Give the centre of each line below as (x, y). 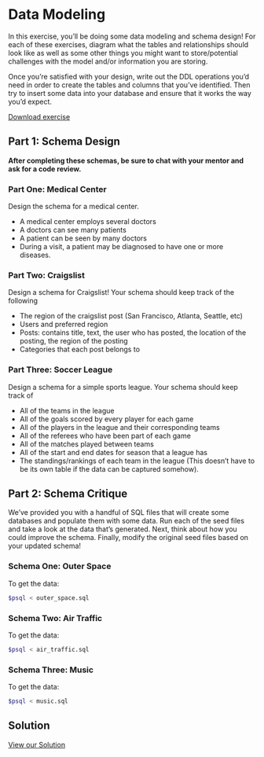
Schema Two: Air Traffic (55, 618)
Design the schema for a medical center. (74, 207)
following (23, 301)
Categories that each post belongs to (79, 349)
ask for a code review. (45, 169)
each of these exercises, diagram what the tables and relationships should (128, 44)
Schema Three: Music (51, 670)
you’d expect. (30, 101)
